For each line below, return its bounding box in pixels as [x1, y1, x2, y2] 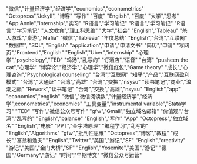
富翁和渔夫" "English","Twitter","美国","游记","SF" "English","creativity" [16, 137, 186, 143]
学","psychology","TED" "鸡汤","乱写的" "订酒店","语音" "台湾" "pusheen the [6, 56, 189, 63]
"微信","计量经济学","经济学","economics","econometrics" [6, 5, 144, 12]
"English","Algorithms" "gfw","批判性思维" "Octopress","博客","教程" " [6, 129, 173, 136]
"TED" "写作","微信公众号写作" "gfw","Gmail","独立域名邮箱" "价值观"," [15, 108, 184, 114]
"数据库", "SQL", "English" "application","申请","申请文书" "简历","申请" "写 [6, 42, 185, 49]
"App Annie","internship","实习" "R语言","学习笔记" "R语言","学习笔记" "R [6, 20, 181, 26]
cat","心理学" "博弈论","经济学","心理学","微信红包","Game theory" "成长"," [6, 64, 183, 70]
